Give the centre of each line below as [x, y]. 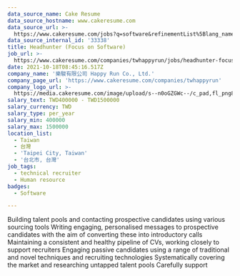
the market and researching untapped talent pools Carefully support [107, 265]
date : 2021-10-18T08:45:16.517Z [55, 67]
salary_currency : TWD [40, 107]
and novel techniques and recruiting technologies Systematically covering [116, 257]
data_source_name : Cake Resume [54, 14]
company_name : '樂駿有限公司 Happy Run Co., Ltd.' [81, 73]
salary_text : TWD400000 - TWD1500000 [64, 101]
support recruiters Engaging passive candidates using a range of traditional [119, 250]
